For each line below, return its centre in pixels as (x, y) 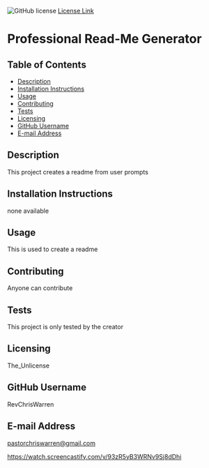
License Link (76, 11)
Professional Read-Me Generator (104, 39)
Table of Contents (47, 65)
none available (28, 211)
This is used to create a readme (53, 249)
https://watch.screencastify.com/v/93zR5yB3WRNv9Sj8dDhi (94, 456)
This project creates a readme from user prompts (78, 172)
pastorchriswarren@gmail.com (52, 443)
